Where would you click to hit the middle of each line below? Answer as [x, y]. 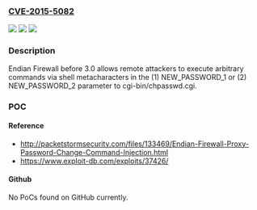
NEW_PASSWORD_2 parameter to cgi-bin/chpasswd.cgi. [103, 86]
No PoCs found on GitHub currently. [68, 197]
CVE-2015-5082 [41, 11]
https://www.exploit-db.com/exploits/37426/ [94, 161]
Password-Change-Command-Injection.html [94, 152]
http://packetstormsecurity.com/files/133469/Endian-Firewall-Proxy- [134, 144]
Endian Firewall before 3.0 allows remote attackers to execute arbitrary [126, 68]
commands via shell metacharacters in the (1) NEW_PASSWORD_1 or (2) [128, 77]
